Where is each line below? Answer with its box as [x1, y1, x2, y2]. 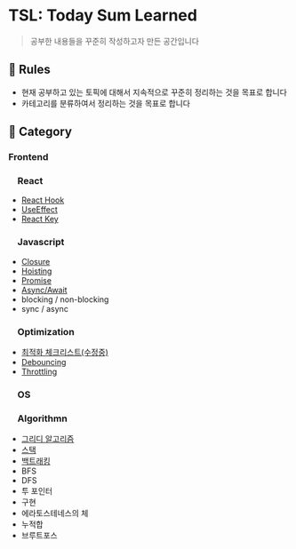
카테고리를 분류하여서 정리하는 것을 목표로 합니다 [20, 98, 190, 108]
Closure [20, 256, 51, 267]
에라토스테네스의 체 [20, 508, 89, 519]
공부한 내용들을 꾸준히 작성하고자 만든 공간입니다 [29, 36, 199, 46]
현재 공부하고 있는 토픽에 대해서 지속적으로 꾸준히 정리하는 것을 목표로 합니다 [20, 86, 288, 98]
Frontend [8, 151, 49, 163]
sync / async [20, 303, 68, 314]
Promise [20, 274, 52, 285]
